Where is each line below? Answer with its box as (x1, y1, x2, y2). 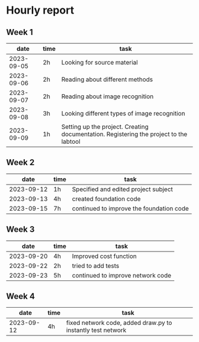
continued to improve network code (72, 271, 172, 279)
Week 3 (6, 224, 35, 234)
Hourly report (6, 4, 75, 17)
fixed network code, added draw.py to (66, 319, 172, 327)
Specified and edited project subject (72, 185, 174, 193)
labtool (61, 137, 81, 146)
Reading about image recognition (61, 92, 154, 101)
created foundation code (72, 195, 141, 203)
